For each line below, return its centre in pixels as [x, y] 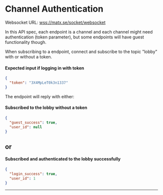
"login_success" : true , [33, 174]
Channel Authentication [54, 9]
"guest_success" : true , [33, 123]
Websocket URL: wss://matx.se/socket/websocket [55, 22]
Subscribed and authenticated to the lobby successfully [63, 159]
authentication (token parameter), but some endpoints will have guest [74, 37]
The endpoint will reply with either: [40, 96]
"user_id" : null [26, 127]
